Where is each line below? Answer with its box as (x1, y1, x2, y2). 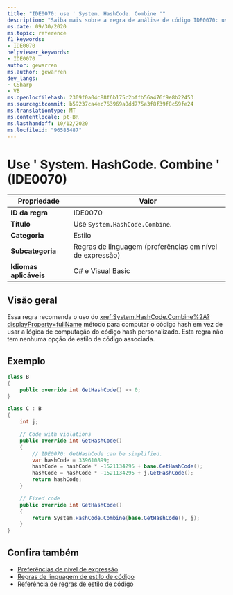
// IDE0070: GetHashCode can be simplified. (32, 450, 163, 457)
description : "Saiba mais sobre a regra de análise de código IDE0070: (7, 17, 218, 24)
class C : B (7, 405, 42, 412)
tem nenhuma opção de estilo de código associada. (7, 335, 155, 343)
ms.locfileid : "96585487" (7, 127, 82, 133)
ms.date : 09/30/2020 (7, 23, 67, 30)
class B (7, 373, 30, 380)
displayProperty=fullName (7, 320, 83, 329)
